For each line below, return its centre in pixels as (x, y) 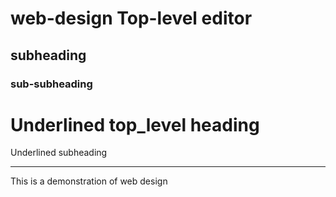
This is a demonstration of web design (89, 181)
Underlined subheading (59, 153)
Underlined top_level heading (135, 124)
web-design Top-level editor (131, 18)
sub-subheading (51, 84)
